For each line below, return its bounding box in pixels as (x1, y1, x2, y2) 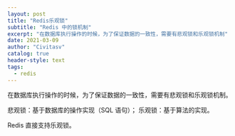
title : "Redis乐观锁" (7, 17, 68, 24)
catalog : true (7, 51, 50, 58)
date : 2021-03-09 (7, 37, 59, 44)
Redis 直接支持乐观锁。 (7, 120, 76, 129)
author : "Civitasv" (7, 43, 66, 51)
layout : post (7, 10, 46, 18)
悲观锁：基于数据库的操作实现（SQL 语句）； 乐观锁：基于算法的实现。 (7, 105, 214, 114)
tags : (7, 63, 23, 70)
